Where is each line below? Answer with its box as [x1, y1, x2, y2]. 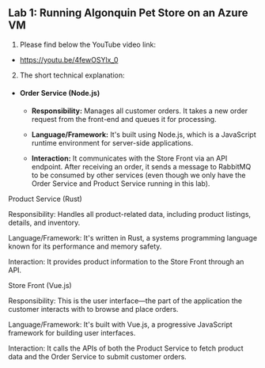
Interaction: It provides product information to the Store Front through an [8, 257, 244, 267]
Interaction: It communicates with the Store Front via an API [31, 154, 228, 163]
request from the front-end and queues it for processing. [31, 115, 217, 124]
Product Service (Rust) [8, 194, 83, 204]
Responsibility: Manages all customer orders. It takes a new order [31, 106, 248, 116]
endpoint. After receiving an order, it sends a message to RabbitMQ [31, 162, 252, 172]
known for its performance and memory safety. [8, 241, 162, 252]
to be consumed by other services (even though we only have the [31, 170, 246, 180]
